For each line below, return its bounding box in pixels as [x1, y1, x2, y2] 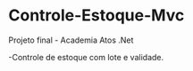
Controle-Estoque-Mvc [8, 5, 185, 26]
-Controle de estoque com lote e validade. [8, 51, 164, 62]
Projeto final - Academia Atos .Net [8, 35, 134, 45]
